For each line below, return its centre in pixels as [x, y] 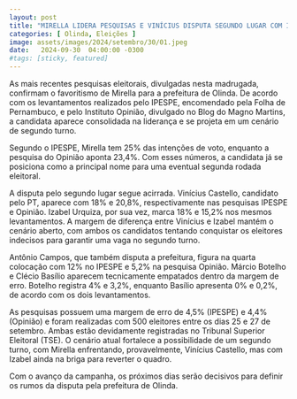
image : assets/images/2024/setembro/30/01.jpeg [99, 42]
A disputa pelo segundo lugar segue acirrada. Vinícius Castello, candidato [144, 193]
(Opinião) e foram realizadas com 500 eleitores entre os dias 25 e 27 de [140, 321]
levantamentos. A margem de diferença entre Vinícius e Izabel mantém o [141, 221]
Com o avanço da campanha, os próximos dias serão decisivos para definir [146, 376]
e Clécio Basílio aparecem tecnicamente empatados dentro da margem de [144, 276]
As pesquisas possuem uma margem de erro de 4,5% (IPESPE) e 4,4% [138, 312]
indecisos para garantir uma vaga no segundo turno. [105, 240]
